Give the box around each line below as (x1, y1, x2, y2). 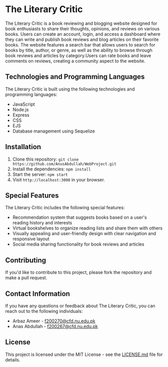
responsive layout (12, 236, 49, 242)
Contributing (5, 256, 46, 264)
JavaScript (12, 101, 35, 107)
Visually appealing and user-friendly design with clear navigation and (12, 231, 156, 237)
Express (12, 112, 30, 118)
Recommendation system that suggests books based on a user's (12, 214, 147, 220)
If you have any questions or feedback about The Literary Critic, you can (5, 303, 156, 309)
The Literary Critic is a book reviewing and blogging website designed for (5, 20, 157, 26)
